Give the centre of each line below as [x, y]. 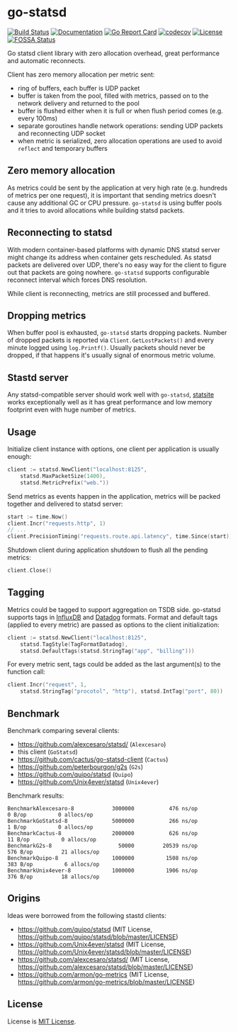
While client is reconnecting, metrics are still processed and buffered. [109, 293]
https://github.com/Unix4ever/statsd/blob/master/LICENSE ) [104, 952]
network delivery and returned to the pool [78, 103]
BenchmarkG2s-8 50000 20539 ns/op [103, 846]
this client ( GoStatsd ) [47, 752]
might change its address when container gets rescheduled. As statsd [109, 257]
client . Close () [30, 571]
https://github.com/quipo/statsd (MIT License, [85, 929]
